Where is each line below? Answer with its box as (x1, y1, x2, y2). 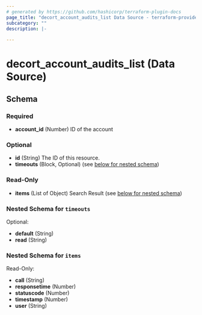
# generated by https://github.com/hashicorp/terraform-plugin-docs (6, 8, 182, 15)
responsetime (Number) (14, 283, 76, 290)
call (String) (14, 276, 45, 284)
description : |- (6, 25, 47, 32)
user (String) (14, 302, 47, 310)
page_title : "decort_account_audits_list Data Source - (6, 14, 149, 20)
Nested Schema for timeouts (6, 204, 91, 213)
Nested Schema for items (6, 251, 81, 260)
